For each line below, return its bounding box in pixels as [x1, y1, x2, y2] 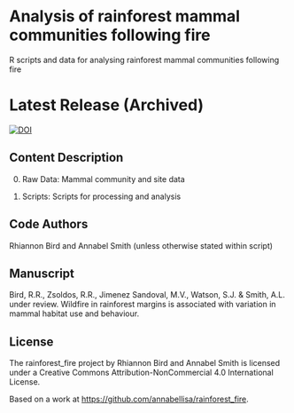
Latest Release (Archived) [9, 95, 205, 115]
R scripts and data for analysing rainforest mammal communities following [9, 54, 280, 65]
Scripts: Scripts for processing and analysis [21, 191, 182, 202]
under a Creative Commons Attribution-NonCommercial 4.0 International [9, 367, 275, 378]
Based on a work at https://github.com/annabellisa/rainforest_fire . [9, 393, 250, 405]
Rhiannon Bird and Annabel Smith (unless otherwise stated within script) [9, 240, 273, 250]
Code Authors [9, 217, 89, 232]
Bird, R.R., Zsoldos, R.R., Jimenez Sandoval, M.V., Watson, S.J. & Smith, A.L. [9, 290, 286, 300]
